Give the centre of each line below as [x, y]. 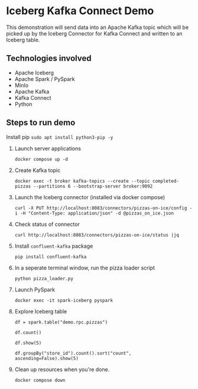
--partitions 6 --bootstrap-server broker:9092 [93, 186]
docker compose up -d [41, 159]
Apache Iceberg [34, 73]
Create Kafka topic [38, 170]
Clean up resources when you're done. [62, 369]
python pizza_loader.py [44, 278]
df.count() [28, 332]
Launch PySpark [35, 289]
